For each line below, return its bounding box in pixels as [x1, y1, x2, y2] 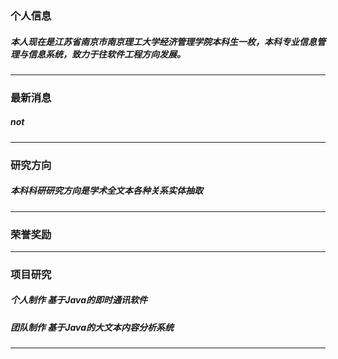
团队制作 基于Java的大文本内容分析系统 [10, 321, 175, 333]
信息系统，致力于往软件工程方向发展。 [27, 48, 186, 60]
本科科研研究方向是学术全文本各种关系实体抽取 [10, 185, 203, 197]
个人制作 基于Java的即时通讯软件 [10, 294, 148, 306]
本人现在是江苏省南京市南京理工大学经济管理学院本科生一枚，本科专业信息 [10, 35, 317, 47]
